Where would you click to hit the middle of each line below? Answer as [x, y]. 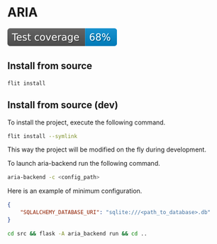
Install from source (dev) [63, 105]
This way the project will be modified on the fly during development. [107, 149]
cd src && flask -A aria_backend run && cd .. [77, 233]
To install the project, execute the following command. [87, 122]
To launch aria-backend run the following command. [84, 164]
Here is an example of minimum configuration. [75, 191]
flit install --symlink [43, 136]
